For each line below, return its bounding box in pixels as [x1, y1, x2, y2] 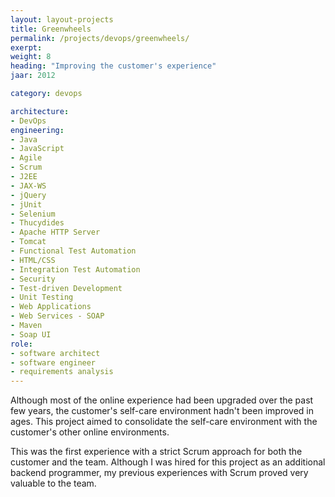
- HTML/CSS [10, 255, 56, 265]
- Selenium [10, 209, 56, 219]
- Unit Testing [10, 292, 74, 303]
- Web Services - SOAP [10, 311, 105, 321]
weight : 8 [10, 52, 52, 62]
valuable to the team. [10, 477, 97, 490]
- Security [10, 274, 56, 284]
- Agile [10, 153, 43, 163]
